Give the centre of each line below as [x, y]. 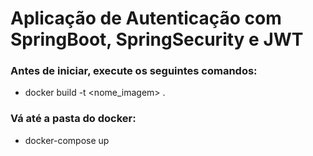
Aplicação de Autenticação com [146, 18]
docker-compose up [67, 140]
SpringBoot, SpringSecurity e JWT [157, 39]
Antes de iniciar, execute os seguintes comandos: [134, 71]
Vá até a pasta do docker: [73, 119]
